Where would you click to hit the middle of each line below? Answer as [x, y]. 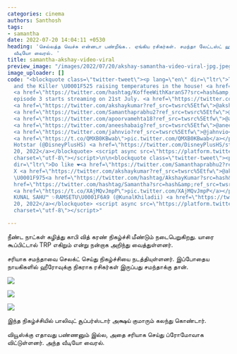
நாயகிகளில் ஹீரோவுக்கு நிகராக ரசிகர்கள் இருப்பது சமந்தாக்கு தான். [98, 267]
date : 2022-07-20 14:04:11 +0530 [56, 40]
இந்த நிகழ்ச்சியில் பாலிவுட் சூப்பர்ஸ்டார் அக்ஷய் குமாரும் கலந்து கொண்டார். [107, 320]
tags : [15, 27]
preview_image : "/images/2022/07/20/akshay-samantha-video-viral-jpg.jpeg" [121, 66]
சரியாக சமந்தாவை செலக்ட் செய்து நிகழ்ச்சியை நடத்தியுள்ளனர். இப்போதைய [109, 259]
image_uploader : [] [36, 73]
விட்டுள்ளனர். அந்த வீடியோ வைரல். [56, 342]
